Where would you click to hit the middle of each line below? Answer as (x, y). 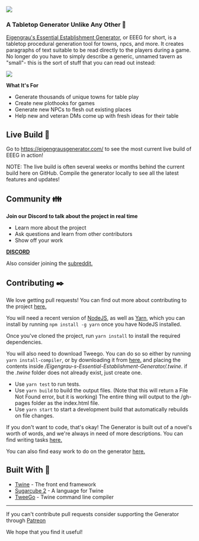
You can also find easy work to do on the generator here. (76, 451)
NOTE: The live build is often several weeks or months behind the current (95, 167)
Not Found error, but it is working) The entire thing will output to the (97, 397)
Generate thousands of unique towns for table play (77, 97)
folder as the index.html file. (65, 403)
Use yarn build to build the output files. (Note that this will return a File (101, 390)
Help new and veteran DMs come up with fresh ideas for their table (97, 116)
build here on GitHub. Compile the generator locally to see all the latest (92, 173)
